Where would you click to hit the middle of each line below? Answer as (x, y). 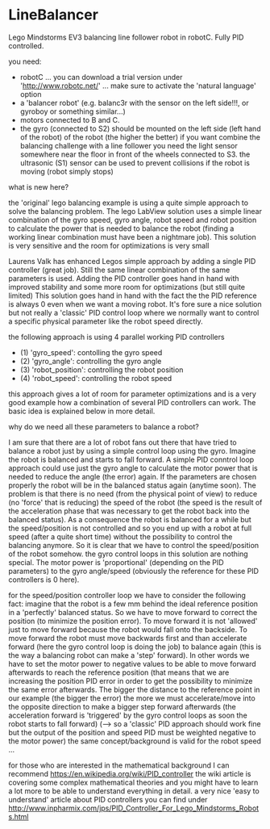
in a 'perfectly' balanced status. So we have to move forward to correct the (133, 612)
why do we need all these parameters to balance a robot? (104, 426)
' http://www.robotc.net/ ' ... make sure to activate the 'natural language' (138, 86)
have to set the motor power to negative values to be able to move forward (132, 664)
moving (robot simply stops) (67, 171)
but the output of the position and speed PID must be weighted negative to (132, 732)
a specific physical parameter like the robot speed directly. (106, 321)
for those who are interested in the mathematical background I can (119, 765)
